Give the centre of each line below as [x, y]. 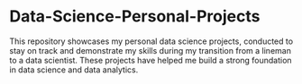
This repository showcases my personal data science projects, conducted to [151, 41]
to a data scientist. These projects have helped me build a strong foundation [151, 60]
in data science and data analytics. [74, 70]
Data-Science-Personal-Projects [135, 17]
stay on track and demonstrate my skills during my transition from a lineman [150, 50]
